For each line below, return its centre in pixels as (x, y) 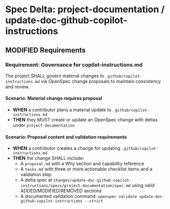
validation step (36, 175)
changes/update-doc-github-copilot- (92, 180)
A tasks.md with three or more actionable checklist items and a (86, 169)
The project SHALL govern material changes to (55, 76)
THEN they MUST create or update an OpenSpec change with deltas (85, 120)
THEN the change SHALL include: (48, 158)
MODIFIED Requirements (46, 50)
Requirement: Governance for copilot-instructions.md (74, 65)
